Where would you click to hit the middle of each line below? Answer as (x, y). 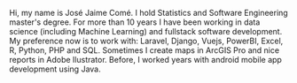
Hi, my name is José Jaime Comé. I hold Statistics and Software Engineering (148, 13)
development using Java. (55, 69)
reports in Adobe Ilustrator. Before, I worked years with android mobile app (145, 60)
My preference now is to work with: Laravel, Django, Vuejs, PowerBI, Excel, (146, 41)
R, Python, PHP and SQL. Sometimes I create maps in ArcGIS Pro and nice (145, 50)
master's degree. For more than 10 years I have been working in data (135, 22)
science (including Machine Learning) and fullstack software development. (146, 31)
